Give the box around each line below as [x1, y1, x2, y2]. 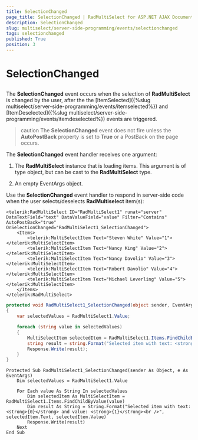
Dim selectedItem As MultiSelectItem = [27, 393, 126, 399]
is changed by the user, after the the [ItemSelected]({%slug [6, 97, 151, 104]
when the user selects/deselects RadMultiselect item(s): [6, 198, 144, 205]
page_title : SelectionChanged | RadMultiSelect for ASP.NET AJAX [6, 14, 170, 20]
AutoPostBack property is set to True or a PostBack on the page [20, 133, 179, 141]
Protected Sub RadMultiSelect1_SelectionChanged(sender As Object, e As [6, 367, 189, 374]
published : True [6, 36, 46, 42]
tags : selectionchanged [6, 31, 65, 37]
